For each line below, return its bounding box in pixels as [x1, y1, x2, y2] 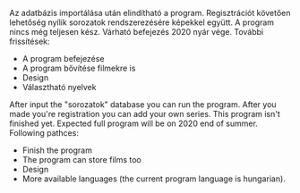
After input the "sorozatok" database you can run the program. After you [9, 99, 277, 110]
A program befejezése [21, 54, 105, 63]
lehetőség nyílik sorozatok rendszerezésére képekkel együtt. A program [9, 17, 275, 28]
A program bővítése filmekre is [21, 63, 136, 73]
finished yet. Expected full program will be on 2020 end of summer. [9, 118, 258, 129]
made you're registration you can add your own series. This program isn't [9, 109, 280, 119]
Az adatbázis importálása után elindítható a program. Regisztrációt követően [9, 8, 291, 18]
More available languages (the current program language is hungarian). [21, 173, 287, 184]
